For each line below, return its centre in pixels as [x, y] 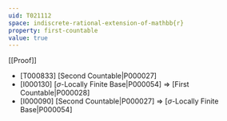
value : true [28, 38]
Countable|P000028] [55, 93]
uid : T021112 [30, 16]
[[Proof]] [23, 60]
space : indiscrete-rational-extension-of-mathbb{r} [96, 23]
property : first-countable [53, 30]
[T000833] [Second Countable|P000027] [88, 76]
